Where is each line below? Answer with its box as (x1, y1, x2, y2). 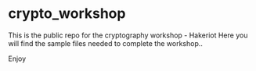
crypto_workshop (8, 5, 126, 23)
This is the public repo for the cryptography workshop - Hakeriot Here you (8, 30, 248, 40)
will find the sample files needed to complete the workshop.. (8, 38, 204, 48)
